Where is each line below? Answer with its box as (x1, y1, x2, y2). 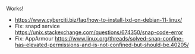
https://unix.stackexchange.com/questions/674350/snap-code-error (14, 29, 183, 36)
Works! (6, 5, 24, 12)
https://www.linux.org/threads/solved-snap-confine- (54, 35, 184, 42)
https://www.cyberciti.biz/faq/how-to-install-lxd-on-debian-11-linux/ (14, 16, 183, 23)
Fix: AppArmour (14, 35, 54, 42)
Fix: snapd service (14, 23, 61, 29)
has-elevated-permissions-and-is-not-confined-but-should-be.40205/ (14, 41, 189, 48)
